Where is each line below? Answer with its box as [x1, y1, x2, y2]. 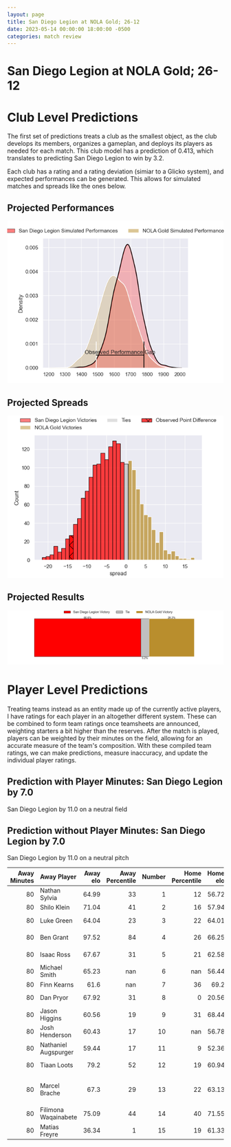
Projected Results [7, 592, 85, 603]
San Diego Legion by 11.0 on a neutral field [7, 805, 128, 813]
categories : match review [7, 33, 81, 40]
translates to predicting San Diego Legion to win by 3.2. [7, 154, 164, 162]
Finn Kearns [40, 980, 74, 989]
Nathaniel [40, 1040, 67, 1049]
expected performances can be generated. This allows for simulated [7, 175, 201, 183]
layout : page [7, 11, 45, 18]
